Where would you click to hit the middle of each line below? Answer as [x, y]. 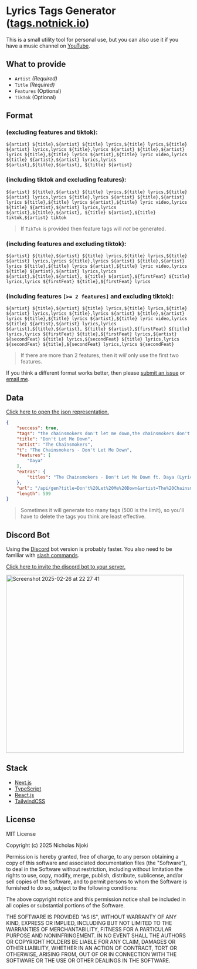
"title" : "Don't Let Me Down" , [55, 439]
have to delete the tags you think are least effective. [83, 517]
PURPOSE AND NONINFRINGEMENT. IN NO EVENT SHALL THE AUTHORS [96, 936]
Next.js [23, 782]
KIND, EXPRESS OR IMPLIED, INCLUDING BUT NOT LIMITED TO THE [89, 923]
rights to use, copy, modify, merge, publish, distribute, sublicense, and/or [94, 875]
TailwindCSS [30, 801]
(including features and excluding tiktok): [66, 244]
